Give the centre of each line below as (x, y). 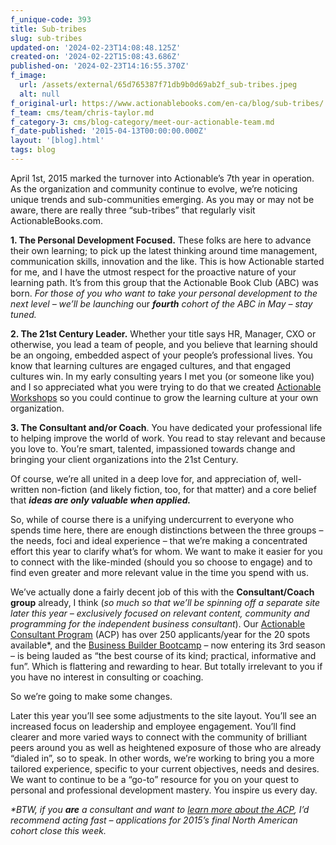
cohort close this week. (58, 830)
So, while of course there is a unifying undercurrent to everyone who (152, 519)
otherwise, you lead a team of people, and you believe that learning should (164, 344)
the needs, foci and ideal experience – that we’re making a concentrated (159, 540)
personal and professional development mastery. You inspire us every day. (164, 790)
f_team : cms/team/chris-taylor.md (82, 112)
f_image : (28, 76)
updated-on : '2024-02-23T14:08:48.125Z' (96, 47)
